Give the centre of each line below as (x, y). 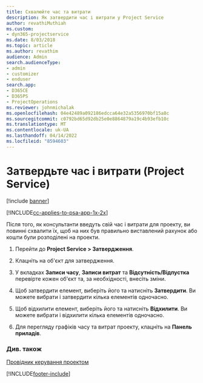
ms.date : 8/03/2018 (31, 40)
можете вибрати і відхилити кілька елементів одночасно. (90, 315)
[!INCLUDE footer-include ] (38, 373)
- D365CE (17, 91)
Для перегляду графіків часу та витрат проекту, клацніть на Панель (103, 327)
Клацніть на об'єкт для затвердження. (65, 260)
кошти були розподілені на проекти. (53, 237)
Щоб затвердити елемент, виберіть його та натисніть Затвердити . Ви (105, 290)
